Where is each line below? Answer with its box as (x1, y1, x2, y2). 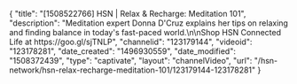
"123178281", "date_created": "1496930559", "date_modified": (9, 46, 237, 57)
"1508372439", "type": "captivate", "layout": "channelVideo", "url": (9, 56, 253, 65)
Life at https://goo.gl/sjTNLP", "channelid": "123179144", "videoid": (9, 36, 253, 47)
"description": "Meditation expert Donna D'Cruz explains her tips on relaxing (9, 18, 288, 28)
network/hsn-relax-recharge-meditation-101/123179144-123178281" (9, 65, 256, 75)
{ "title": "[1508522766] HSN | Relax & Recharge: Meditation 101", (9, 9, 246, 19)
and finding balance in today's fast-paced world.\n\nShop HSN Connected (9, 27, 282, 37)
